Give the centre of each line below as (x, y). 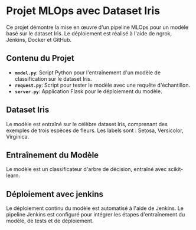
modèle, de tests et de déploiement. (50, 221)
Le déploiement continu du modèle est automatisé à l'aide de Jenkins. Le (95, 208)
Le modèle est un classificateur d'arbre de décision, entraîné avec (86, 169)
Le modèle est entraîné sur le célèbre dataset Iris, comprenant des (87, 124)
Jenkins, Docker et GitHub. (39, 40)
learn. (13, 176)
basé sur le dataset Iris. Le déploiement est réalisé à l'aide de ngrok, (89, 33)
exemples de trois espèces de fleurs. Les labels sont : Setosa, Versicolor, (95, 130)
